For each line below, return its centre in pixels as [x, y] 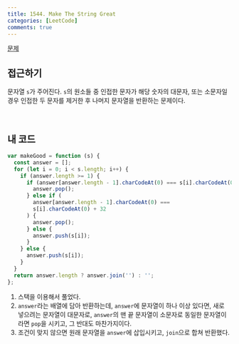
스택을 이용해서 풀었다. [49, 296]
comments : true [30, 27]
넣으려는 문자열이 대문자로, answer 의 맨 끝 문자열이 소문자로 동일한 [110, 314]
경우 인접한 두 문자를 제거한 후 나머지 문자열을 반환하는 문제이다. [97, 101]
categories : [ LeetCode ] [43, 21]
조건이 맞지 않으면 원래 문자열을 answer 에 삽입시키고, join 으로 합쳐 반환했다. [123, 332]
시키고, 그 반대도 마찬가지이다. [90, 323]
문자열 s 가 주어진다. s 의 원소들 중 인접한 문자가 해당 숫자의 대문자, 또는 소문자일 [117, 92]
